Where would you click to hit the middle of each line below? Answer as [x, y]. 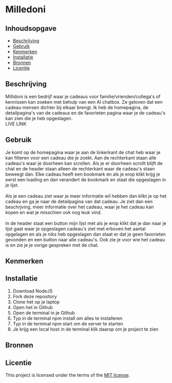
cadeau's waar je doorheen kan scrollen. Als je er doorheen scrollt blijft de [84, 163]
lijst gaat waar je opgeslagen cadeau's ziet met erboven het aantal [75, 228]
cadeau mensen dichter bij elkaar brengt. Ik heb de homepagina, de [77, 107]
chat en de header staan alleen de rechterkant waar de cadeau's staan [80, 168]
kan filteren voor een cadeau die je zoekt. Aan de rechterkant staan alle [81, 158]
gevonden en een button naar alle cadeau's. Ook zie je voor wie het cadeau [85, 239]
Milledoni [26, 9]
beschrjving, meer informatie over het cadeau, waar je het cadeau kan [80, 207]
